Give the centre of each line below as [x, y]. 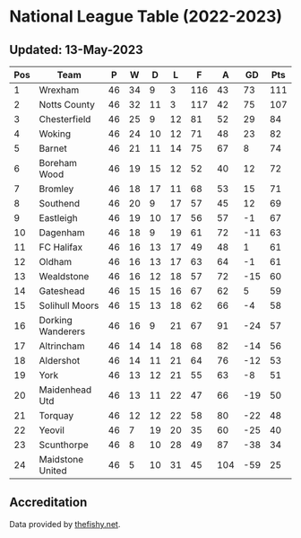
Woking [55, 134]
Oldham [56, 262]
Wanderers [62, 331]
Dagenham [62, 233]
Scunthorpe [64, 445]
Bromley [56, 189]
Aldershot [60, 361]
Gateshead [62, 291]
